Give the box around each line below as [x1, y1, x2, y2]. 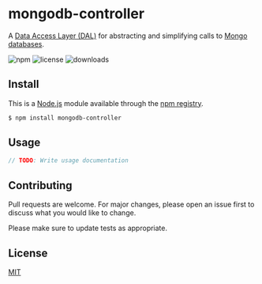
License [8, 246, 48, 259]
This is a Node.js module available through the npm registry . [8, 98, 204, 108]
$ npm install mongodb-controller [8, 114, 122, 122]
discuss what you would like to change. [8, 208, 137, 218]
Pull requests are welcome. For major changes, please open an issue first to [8, 199, 255, 210]
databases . [8, 39, 45, 48]
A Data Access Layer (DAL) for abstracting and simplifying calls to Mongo [8, 31, 248, 40]
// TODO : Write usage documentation [8, 157, 129, 165]
